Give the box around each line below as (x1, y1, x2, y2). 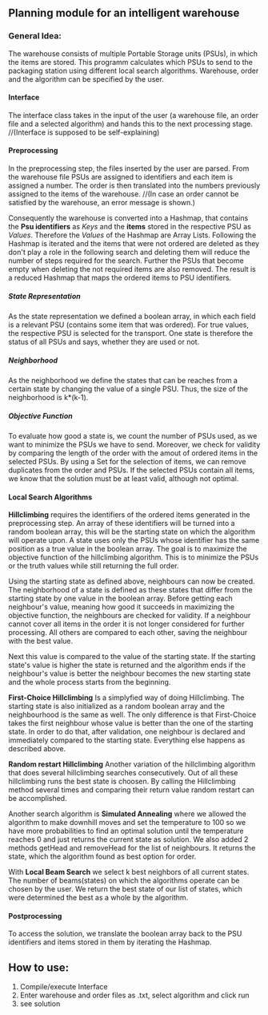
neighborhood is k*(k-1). (8, 393, 89, 402)
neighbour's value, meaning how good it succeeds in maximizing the (8, 602, 234, 612)
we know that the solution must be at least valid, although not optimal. (8, 474, 239, 483)
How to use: (8, 960, 70, 974)
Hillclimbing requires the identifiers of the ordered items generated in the (8, 510, 250, 520)
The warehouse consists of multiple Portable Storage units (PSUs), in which (8, 48, 258, 59)
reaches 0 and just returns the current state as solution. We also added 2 (8, 835, 249, 844)
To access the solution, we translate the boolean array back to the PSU (8, 929, 242, 939)
